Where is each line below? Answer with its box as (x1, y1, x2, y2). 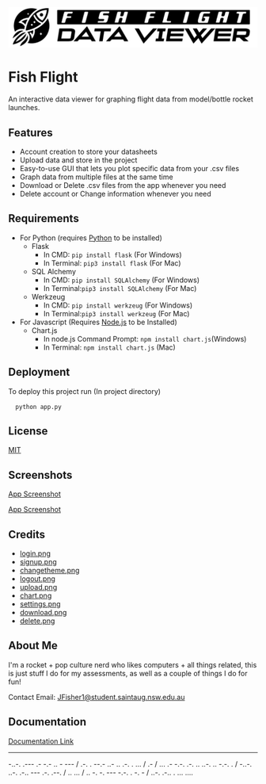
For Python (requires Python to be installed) (19, 233, 162, 243)
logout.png (19, 574, 55, 583)
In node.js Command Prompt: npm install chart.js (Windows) (43, 334, 247, 343)
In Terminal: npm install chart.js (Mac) (43, 342, 176, 352)
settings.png (19, 599, 61, 609)
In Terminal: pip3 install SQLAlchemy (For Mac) (43, 283, 197, 293)
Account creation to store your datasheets (19, 147, 158, 156)
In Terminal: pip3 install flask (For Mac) (43, 258, 181, 268)
